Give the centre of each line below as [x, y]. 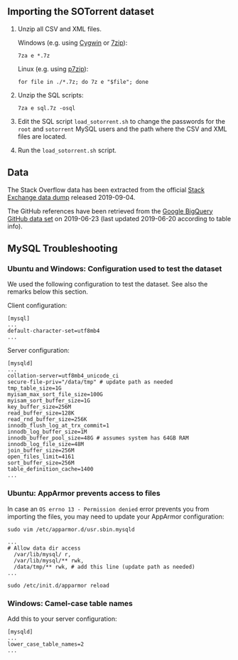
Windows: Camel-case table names [70, 603]
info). [15, 226]
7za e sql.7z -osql [47, 108]
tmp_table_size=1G [34, 388]
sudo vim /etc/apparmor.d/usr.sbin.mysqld [71, 529]
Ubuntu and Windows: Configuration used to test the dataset [115, 268]
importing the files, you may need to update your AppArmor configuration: [116, 516]
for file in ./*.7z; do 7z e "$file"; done [83, 82]
